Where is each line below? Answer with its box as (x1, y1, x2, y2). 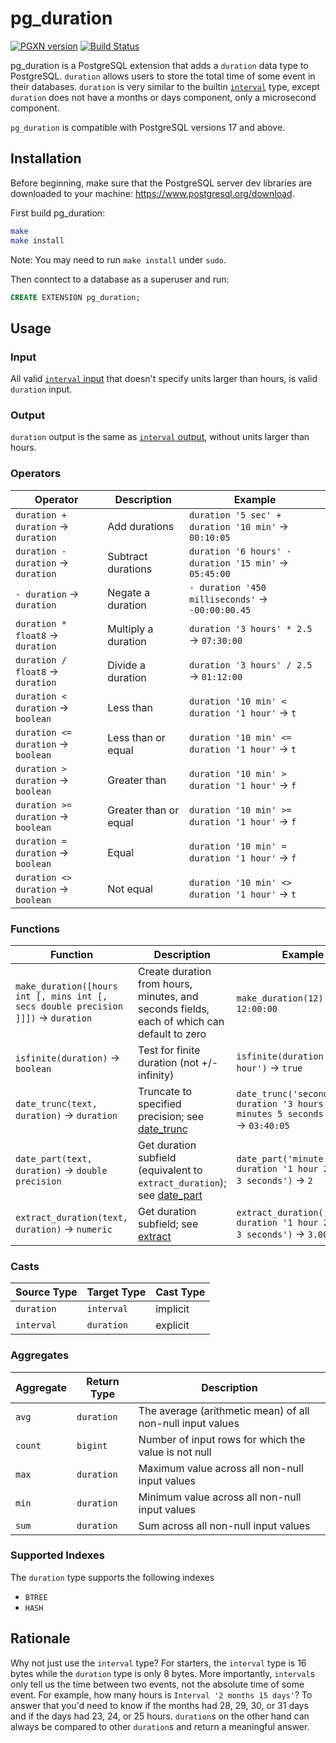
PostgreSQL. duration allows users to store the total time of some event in (10, 70, 316, 82)
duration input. (10, 383, 73, 396)
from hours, (138, 977, 193, 991)
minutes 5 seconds (236, 1108, 324, 1119)
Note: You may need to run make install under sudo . (10, 253, 227, 266)
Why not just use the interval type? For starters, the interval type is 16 (10, 1657, 307, 1669)
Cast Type (155, 1285, 206, 1299)
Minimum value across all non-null (138, 1490, 302, 1504)
